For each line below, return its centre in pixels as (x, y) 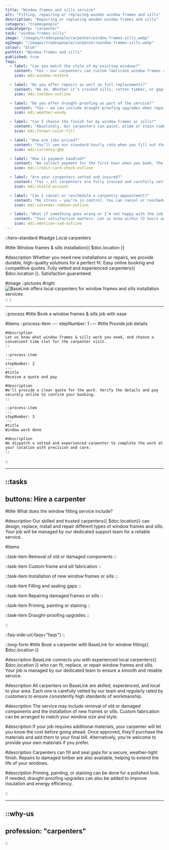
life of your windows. (27, 763)
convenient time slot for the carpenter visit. (56, 342)
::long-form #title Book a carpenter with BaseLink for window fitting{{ (77, 645)
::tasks (16, 482)
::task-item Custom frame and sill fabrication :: (53, 566)
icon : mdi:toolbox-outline (43, 94)
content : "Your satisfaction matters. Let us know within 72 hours (86, 219)
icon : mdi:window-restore (41, 76)
